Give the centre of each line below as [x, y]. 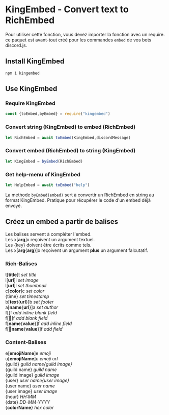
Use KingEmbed [31, 89]
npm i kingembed [22, 73]
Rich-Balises [21, 263]
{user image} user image [31, 391]
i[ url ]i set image [22, 280]
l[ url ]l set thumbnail [26, 285]
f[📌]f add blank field [26, 318]
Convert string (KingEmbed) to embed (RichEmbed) [71, 127]
